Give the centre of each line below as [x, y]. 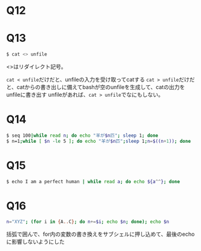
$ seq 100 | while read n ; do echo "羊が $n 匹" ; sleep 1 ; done [82, 135]
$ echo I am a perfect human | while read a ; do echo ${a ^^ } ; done [93, 181]
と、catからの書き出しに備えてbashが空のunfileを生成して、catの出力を [96, 87]
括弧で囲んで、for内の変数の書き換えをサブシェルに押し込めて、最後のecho [100, 234]
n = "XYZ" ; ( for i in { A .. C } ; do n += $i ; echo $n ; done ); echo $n [88, 222]
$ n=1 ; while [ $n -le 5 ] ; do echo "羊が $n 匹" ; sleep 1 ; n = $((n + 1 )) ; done [99, 141]
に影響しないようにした [35, 242]
